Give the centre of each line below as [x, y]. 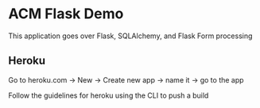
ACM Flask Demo [66, 14]
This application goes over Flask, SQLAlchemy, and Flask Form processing [130, 36]
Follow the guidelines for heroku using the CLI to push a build [109, 95]
